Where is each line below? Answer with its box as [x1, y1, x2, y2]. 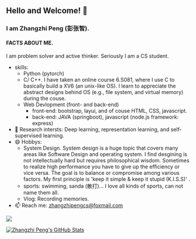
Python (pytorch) [23, 70, 64, 77]
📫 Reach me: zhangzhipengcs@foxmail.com [14, 202, 123, 209]
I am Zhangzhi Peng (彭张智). [6, 25, 90, 33]
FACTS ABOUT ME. [6, 39, 54, 46]
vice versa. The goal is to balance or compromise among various [23, 169, 180, 176]
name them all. [23, 189, 59, 196]
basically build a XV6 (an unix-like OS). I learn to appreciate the [23, 82, 176, 89]
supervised [14, 132, 42, 139]
